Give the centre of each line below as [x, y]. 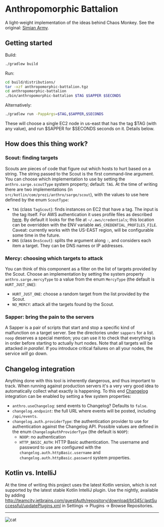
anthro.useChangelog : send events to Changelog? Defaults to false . [80, 406]
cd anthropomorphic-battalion [36, 91]
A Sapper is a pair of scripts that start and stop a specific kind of [70, 328]
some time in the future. [36, 235]
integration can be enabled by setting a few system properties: [68, 396]
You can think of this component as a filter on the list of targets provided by [81, 269]
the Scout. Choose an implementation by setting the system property [74, 274]
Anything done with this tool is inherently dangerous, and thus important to [80, 381]
